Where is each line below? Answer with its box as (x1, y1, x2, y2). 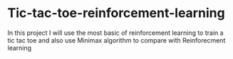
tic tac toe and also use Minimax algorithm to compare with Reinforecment (7, 36, 226, 44)
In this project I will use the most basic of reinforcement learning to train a (7, 28, 224, 37)
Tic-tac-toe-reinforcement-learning (7, 5, 226, 21)
